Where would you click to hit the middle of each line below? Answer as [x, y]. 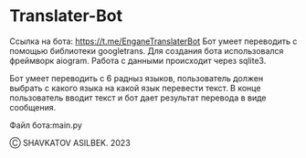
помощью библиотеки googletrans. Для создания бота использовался [147, 50]
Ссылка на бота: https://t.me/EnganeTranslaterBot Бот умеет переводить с [153, 41]
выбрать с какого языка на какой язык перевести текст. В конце [135, 88]
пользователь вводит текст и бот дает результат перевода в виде [138, 98]
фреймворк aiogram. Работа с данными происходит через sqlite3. [138, 60]
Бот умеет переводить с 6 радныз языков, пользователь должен [136, 78]
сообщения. [33, 107]
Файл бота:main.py [46, 125]
